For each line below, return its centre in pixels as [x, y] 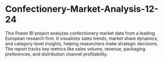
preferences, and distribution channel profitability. [57, 54]
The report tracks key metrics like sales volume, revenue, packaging [75, 49]
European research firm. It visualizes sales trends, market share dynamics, [82, 38]
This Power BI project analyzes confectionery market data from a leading [80, 33]
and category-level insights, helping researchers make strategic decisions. [82, 43]
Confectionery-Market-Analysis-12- [82, 9]
